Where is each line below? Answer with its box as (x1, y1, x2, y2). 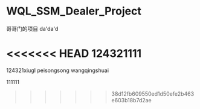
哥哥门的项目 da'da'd (6, 25, 59, 32)
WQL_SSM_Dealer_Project (6, 4, 142, 18)
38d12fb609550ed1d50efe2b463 (111, 90, 195, 97)
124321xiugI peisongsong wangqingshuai (6, 67, 109, 74)
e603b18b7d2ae (111, 96, 152, 104)
